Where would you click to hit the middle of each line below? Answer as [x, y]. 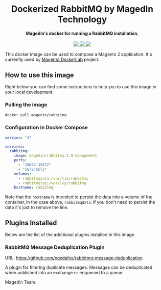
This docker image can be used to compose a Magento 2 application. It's [79, 54]
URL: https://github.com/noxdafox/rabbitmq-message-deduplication [74, 258]
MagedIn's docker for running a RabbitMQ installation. [82, 33]
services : [15, 146]
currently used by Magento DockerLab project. [52, 59]
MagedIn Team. [21, 282]
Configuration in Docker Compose [46, 128]
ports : [21, 160]
